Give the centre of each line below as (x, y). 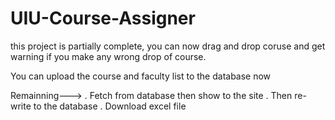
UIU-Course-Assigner (103, 18)
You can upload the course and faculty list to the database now (141, 76)
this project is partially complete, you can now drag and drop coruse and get (168, 46)
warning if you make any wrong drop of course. (108, 56)
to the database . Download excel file (110, 106)
